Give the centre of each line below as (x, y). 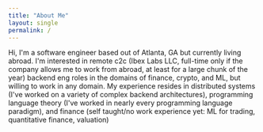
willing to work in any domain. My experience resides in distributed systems (132, 86)
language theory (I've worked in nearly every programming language (120, 103)
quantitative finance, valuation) (59, 120)
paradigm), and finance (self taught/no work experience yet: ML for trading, (132, 111)
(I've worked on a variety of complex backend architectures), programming (131, 95)
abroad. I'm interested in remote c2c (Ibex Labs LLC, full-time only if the (126, 61)
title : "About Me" (38, 15)
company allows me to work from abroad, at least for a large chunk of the (128, 70)
